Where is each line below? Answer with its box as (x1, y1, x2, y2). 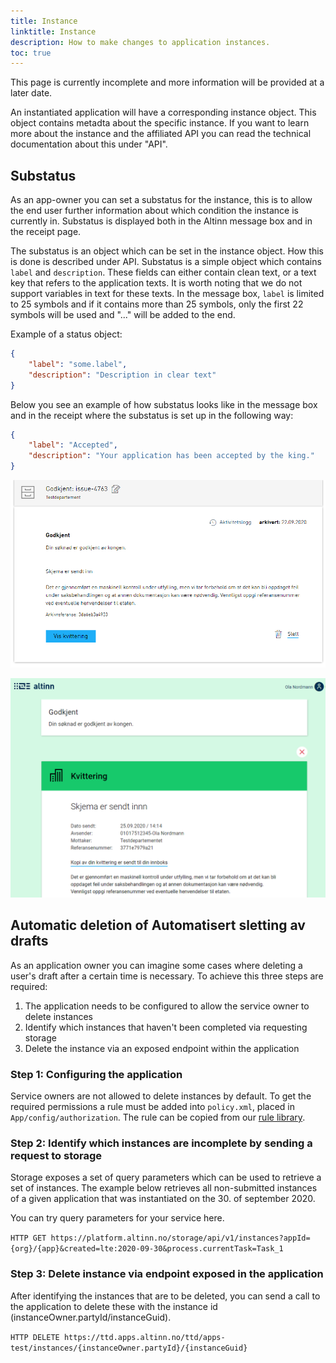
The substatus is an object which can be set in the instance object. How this (10, 245, 324, 257)
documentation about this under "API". (10, 138, 168, 150)
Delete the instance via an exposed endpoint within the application (24, 1042, 300, 1054)
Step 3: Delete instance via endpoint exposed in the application (10, 1267, 324, 1281)
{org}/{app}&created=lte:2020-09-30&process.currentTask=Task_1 (10, 1244, 284, 1254)
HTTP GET (10, 1233, 47, 1244)
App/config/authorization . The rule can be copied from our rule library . (10, 1111, 306, 1123)
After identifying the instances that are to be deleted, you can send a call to (10, 1290, 321, 1302)
